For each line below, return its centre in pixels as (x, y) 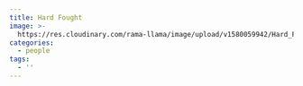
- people (34, 51)
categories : (32, 43)
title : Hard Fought (46, 17)
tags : (19, 59)
